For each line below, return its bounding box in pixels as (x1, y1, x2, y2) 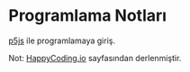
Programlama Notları (8, 5, 167, 26)
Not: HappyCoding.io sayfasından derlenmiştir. (8, 52, 182, 63)
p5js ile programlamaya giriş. (8, 35, 116, 46)
